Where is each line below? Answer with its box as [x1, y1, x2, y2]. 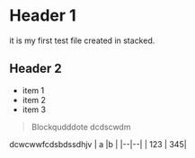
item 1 [22, 84, 45, 95]
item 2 [22, 94, 47, 105]
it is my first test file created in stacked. [9, 35, 155, 46]
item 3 [22, 104, 47, 115]
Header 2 [9, 61, 63, 76]
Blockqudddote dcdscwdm [31, 121, 131, 132]
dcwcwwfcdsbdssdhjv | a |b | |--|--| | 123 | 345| [9, 138, 187, 149]
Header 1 [9, 5, 76, 26]
